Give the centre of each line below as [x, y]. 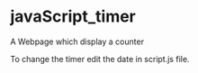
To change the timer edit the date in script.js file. [100, 59]
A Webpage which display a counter [77, 41]
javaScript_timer [73, 17]
